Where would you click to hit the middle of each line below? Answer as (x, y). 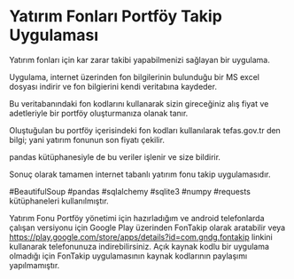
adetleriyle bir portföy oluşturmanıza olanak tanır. (99, 113)
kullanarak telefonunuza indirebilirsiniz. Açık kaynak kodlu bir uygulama (139, 246)
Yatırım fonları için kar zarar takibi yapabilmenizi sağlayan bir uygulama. (139, 60)
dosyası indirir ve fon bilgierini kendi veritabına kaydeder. (113, 86)
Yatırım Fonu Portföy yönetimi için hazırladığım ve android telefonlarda (137, 218)
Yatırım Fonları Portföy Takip (116, 16)
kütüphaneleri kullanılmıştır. (59, 201)
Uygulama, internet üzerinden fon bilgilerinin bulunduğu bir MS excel (134, 76)
